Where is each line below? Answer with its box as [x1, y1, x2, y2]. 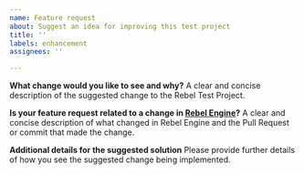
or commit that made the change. [9, 127, 135, 138]
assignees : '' [9, 47, 64, 56]
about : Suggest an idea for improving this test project [9, 22, 231, 31]
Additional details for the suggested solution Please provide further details [9, 145, 295, 156]
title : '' [9, 30, 47, 39]
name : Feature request [9, 13, 96, 23]
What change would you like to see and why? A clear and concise [9, 80, 261, 91]
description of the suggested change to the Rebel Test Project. [9, 90, 246, 101]
